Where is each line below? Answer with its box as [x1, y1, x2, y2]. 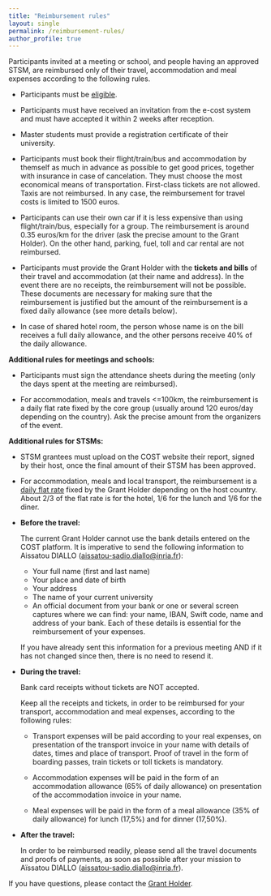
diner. [19, 502, 40, 512]
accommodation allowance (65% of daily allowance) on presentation [32, 782, 262, 791]
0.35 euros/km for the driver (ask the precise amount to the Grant [19, 230, 239, 240]
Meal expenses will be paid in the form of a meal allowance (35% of [32, 806, 260, 816]
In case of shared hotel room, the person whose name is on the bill [19, 322, 243, 332]
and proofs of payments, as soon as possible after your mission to [19, 855, 242, 864]
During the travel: [19, 667, 81, 677]
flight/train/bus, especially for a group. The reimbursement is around [19, 221, 250, 231]
